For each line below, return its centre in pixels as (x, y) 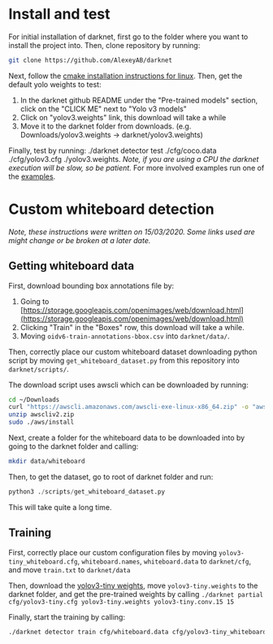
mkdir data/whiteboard (47, 461)
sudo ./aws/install (41, 422)
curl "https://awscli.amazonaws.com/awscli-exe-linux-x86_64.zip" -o (129, 407)
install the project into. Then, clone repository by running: (104, 45)
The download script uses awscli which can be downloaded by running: (129, 385)
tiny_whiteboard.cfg (43, 562)
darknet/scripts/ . (39, 369)
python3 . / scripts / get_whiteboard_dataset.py (87, 492)
